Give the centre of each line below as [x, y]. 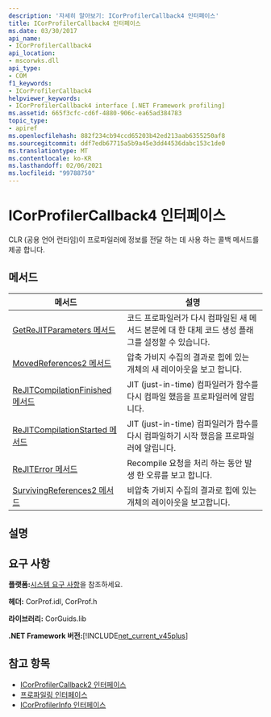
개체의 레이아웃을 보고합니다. [179, 502]
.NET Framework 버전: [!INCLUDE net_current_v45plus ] [98, 636]
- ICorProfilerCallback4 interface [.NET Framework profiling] [117, 106]
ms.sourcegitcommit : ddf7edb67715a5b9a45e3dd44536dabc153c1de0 [117, 143]
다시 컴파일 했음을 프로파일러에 [182, 396]
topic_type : [28, 121]
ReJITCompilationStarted [60, 430]
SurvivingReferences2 [54, 490]
